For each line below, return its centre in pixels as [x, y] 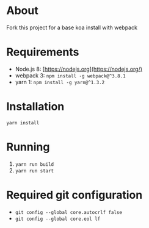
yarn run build [35, 164]
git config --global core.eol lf [58, 219]
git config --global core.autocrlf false [68, 212]
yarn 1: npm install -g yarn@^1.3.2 [60, 82]
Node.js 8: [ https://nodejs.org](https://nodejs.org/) [78, 69]
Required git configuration [74, 195]
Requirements [43, 52]
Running [28, 147]
